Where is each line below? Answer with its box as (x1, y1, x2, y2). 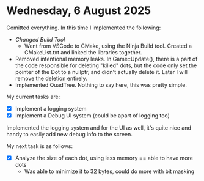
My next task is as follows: (6, 142, 73, 150)
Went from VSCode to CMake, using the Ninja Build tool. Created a (24, 42, 192, 50)
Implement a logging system (15, 105, 87, 112)
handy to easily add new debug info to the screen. (6, 131, 133, 138)
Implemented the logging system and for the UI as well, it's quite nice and (6, 124, 191, 131)
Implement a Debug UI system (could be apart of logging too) (15, 112, 170, 119)
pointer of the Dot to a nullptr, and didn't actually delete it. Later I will (15, 68, 188, 75)
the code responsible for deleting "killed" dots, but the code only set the (15, 62, 197, 69)
